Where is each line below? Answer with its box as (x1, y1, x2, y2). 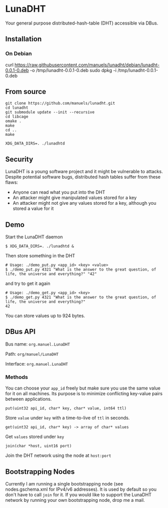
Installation (5, 35, 42, 43)
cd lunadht (5, 105, 29, 110)
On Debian (5, 50, 32, 57)
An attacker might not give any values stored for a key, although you (12, 200, 157, 206)
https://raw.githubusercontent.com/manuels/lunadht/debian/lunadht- (14, 62, 160, 68)
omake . (5, 118, 22, 124)
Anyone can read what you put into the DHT (12, 189, 106, 196)
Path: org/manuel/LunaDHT (5, 351, 59, 357)
